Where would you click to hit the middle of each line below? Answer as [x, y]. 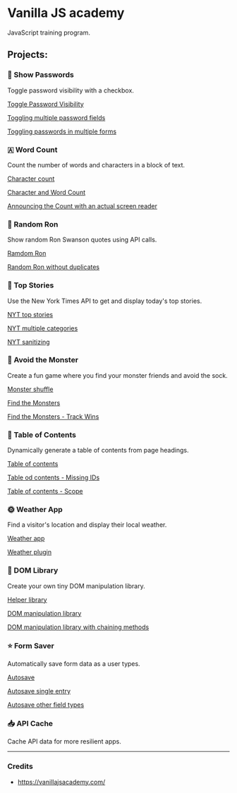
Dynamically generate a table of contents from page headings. [98, 451]
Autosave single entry [39, 691]
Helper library [27, 600]
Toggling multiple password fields [56, 117]
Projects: [28, 55]
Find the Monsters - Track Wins [53, 416]
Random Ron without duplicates [54, 267]
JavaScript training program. [49, 32]
